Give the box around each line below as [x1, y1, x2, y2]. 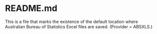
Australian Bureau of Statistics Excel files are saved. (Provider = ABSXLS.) [5, 23, 153, 29]
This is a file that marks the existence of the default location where [5, 19, 138, 24]
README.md [5, 3, 58, 14]
